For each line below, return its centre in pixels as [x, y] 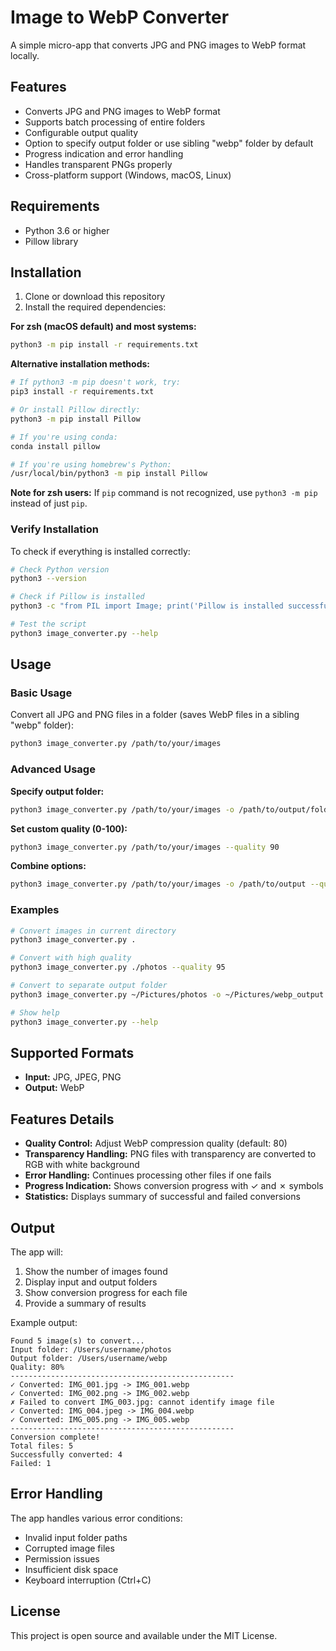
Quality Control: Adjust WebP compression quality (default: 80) [156, 1143]
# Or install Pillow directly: [75, 410]
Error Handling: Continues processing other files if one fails [148, 1175]
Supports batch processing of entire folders [115, 122]
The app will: [37, 1252]
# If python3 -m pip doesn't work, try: [96, 382]
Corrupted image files [69, 1548]
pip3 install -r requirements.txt [82, 392]
